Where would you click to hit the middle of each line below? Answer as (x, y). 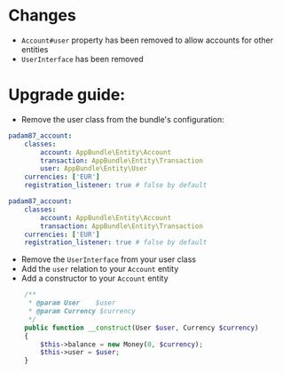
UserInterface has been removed (82, 59)
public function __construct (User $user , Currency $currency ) (141, 328)
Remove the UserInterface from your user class (109, 259)
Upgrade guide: (67, 95)
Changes (42, 16)
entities (35, 49)
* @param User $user (72, 303)
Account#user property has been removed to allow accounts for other (147, 40)
